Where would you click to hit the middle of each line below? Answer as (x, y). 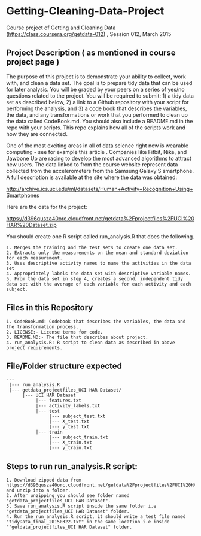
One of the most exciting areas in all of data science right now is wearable (98, 146)
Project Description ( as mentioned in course (91, 53)
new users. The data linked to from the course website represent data (92, 164)
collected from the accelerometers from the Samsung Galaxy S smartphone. (100, 171)
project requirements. (34, 348)
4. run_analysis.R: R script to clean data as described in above (91, 343)
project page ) (33, 62)
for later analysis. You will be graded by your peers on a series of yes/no (95, 89)
